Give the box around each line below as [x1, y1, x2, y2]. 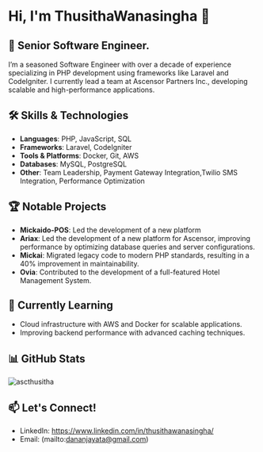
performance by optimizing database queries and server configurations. [19, 242, 256, 251]
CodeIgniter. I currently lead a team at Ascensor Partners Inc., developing [8, 77, 248, 86]
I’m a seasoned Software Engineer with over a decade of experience [8, 59, 232, 69]
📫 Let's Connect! [8, 400, 97, 415]
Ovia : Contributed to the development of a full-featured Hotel [19, 267, 220, 277]
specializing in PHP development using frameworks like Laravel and [8, 68, 229, 78]
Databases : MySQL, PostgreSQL [19, 159, 128, 169]
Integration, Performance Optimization [19, 176, 145, 186]
